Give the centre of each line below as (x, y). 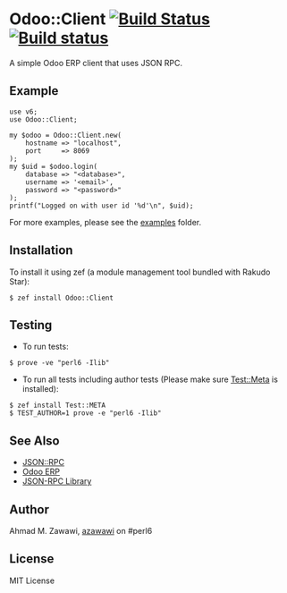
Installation (41, 250)
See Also (34, 441)
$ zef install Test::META (57, 406)
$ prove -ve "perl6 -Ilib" (59, 363)
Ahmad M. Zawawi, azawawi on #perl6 (81, 531)
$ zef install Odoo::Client (62, 298)
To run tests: (45, 347)
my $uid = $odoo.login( (54, 166)
